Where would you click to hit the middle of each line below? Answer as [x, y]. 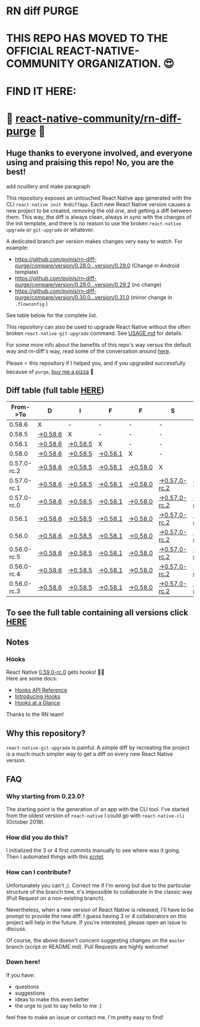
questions [27, 986]
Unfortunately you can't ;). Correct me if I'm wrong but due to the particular [99, 885]
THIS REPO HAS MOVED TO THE [87, 39]
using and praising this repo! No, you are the [90, 163]
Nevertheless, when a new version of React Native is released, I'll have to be [100, 909]
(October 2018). [26, 822]
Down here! [23, 962]
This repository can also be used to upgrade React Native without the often [98, 326]
